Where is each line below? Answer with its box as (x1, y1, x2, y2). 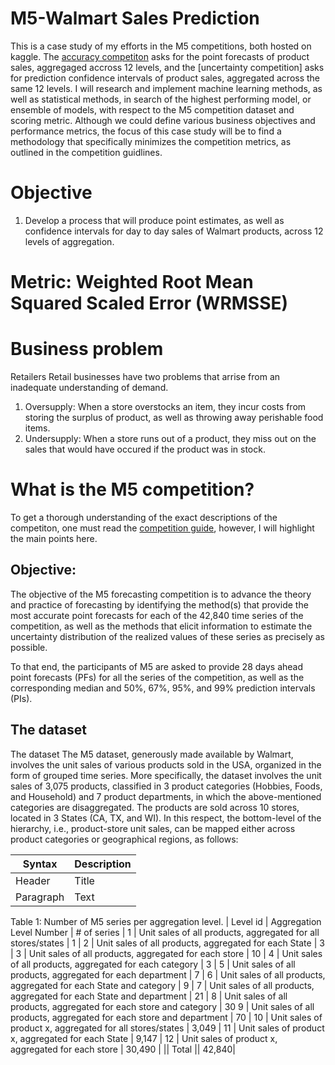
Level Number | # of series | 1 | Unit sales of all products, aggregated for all (10, 926, 320, 938)
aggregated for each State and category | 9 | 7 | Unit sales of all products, (10, 979, 315, 991)
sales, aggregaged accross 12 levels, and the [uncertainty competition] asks (10, 61, 325, 73)
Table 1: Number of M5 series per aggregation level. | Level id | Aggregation (10, 915, 322, 927)
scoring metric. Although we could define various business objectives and (10, 114, 316, 126)
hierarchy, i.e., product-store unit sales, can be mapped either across (10, 822, 296, 834)
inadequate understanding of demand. (10, 382, 169, 393)
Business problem (10, 338, 164, 361)
